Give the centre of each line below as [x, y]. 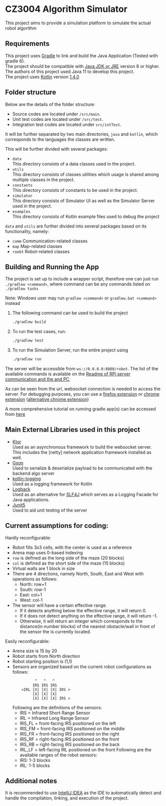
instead [13, 303]
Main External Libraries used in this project [73, 430]
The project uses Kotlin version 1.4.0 [42, 77]
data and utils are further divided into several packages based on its [76, 226]
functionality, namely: [27, 231]
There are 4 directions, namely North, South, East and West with [78, 574]
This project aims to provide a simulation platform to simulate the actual [78, 23]
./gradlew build [29, 322]
